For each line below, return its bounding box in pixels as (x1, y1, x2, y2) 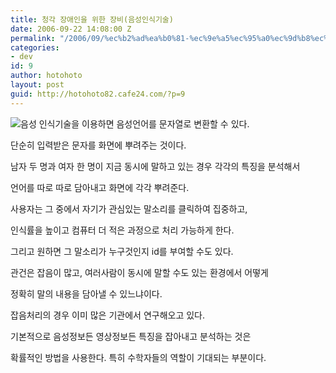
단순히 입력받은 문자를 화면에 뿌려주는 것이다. (10, 139, 187, 151)
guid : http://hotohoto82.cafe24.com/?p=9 (10, 89, 186, 99)
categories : (10, 42, 60, 53)
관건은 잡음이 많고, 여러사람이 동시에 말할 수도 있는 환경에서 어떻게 (10, 266, 269, 278)
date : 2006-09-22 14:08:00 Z (10, 24, 132, 34)
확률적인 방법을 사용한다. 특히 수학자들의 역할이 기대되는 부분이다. (10, 351, 267, 363)
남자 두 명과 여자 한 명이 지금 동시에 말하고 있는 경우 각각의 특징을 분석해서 (10, 160, 301, 172)
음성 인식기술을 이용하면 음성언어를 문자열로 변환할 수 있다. (20, 117, 250, 130)
